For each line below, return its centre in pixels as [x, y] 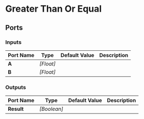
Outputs [16, 87]
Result [16, 109]
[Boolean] [51, 109]
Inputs [14, 42]
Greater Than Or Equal [54, 9]
